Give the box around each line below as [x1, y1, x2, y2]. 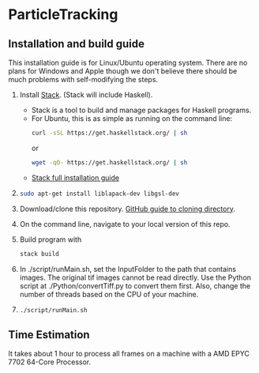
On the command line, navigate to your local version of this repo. [19, 219, 231, 228]
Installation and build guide [8, 37, 145, 51]
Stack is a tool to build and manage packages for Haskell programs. [31, 105, 252, 115]
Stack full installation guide [31, 172, 120, 183]
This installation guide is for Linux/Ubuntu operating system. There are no [8, 58, 248, 67]
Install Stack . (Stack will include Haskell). [19, 90, 153, 100]
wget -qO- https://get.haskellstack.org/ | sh [31, 158, 188, 167]
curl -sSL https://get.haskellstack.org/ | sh [31, 129, 188, 137]
